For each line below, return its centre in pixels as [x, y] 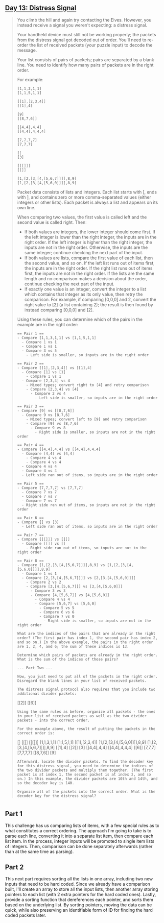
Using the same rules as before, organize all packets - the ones [86, 712]
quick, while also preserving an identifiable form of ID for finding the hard [79, 910]
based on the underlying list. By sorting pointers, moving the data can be [79, 905]
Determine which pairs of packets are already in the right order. [87, 655]
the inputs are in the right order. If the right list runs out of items [88, 268]
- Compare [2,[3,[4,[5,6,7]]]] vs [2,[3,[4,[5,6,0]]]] [79, 578]
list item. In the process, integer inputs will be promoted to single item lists [80, 841]
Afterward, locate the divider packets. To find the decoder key [85, 761]
